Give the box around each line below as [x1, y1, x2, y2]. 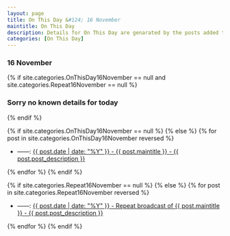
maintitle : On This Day [7, 23, 75, 29]
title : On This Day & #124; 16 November [7, 16, 121, 23]
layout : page [7, 10, 44, 17]
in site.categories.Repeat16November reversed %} [7, 188, 150, 196]
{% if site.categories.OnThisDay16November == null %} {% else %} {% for [7, 127, 217, 135]
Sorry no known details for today [7, 98, 118, 107]
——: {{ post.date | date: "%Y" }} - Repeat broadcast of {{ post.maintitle [16, 201, 220, 209]
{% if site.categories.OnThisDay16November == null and [7, 73, 166, 82]
